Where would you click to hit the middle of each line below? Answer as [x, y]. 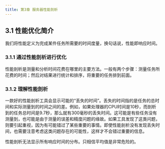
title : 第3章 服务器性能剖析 [31, 10]
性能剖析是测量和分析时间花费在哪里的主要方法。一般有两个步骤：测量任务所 [82, 69]
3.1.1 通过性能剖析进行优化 [36, 57]
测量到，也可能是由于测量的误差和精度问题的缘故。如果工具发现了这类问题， [82, 119]
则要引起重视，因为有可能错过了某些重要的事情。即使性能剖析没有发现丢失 [80, 125]
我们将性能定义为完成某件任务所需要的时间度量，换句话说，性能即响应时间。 [82, 43]
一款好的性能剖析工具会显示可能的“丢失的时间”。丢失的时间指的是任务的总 [80, 100]
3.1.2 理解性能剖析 [27, 89]
